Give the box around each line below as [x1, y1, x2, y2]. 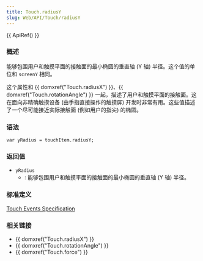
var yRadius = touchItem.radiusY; [6, 137, 95, 143]
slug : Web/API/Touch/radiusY [6, 15, 81, 21]
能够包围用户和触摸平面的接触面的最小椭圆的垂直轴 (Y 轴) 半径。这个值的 [6, 62, 190, 70]
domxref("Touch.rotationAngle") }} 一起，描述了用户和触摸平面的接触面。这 [6, 91, 197, 98]
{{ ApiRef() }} [6, 31, 40, 38]
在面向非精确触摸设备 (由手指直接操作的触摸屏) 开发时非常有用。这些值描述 [6, 98, 196, 105]
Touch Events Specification [6, 205, 75, 212]
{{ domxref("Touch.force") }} [15, 248, 89, 256]
